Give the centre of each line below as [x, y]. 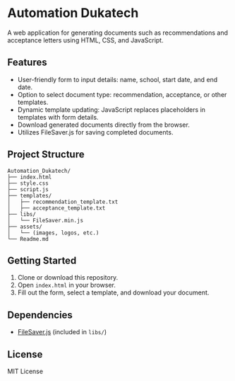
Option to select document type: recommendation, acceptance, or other [122, 94]
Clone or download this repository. [68, 278]
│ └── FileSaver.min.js [45, 220]
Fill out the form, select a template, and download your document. [113, 292]
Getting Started [42, 260]
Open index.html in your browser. [67, 285]
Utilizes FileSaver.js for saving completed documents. [95, 132]
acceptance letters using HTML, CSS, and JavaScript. [85, 40]
